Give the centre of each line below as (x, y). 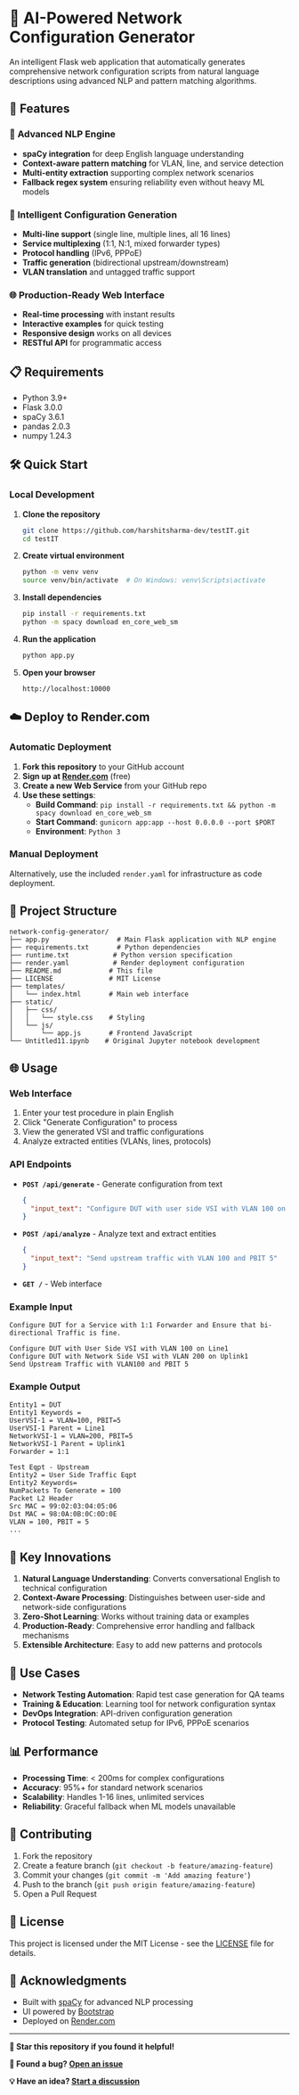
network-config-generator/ (59, 932)
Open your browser (59, 672)
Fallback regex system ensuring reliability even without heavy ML (143, 182)
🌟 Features (40, 109)
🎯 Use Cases (45, 1673)
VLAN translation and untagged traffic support (109, 272)
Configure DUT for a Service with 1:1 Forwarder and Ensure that (133, 1326)
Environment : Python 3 (78, 831)
